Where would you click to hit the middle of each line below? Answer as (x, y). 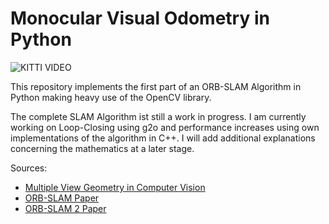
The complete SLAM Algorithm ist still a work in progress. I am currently (158, 116)
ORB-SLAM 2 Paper (65, 208)
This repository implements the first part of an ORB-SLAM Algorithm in (156, 86)
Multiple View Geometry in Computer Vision (115, 187)
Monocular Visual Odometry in (140, 18)
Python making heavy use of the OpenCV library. (111, 97)
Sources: (29, 168)
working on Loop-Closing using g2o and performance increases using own (165, 127)
